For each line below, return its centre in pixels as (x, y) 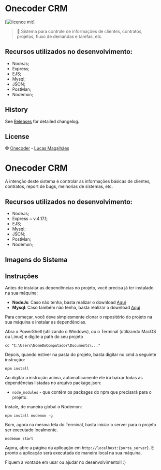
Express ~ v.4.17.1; (30, 218)
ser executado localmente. (31, 430)
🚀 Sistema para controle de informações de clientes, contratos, (80, 31)
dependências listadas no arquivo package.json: (53, 383)
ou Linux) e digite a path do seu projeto (44, 337)
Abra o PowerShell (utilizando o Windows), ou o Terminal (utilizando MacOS (80, 332)
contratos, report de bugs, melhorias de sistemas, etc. (59, 186)
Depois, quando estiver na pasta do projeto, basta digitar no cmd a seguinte (81, 354)
